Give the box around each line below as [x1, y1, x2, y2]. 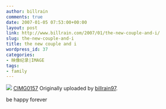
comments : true [6, 14, 43, 20]
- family [6, 68, 27, 74]
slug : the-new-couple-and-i [6, 36, 75, 41]
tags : [6, 62, 19, 69]
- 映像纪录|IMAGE [6, 57, 45, 63]
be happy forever [6, 96, 48, 103]
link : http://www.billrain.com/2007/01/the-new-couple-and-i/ [6, 30, 160, 36]
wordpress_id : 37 [6, 47, 48, 52]
